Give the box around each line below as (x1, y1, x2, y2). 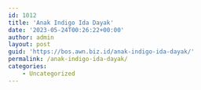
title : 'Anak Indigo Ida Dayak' (8, 19, 114, 27)
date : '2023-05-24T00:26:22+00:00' (8, 26, 125, 34)
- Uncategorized (22, 70, 76, 77)
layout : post (8, 41, 51, 49)
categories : (8, 63, 47, 70)
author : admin (8, 33, 55, 41)
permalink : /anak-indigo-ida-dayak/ (8, 56, 128, 63)
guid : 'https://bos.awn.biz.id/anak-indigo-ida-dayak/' (8, 48, 195, 56)
